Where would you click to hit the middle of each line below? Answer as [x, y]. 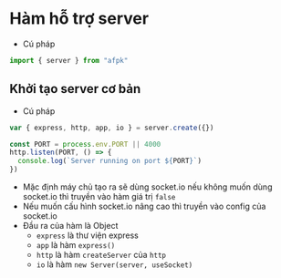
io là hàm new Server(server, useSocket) [114, 264]
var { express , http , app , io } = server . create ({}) [112, 128]
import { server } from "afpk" [69, 60]
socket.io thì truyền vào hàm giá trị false [99, 196]
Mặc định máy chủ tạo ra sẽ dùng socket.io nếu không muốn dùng [147, 187]
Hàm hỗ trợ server [79, 19]
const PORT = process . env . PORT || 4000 [85, 144]
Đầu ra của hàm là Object [70, 226]
